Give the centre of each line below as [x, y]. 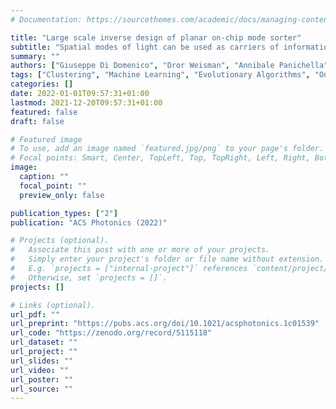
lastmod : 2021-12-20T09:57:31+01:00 [86, 102]
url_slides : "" [42, 361]
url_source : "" [42, 389]
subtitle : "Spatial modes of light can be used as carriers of [145, 47]
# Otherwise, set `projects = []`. [89, 277]
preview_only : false [62, 195]
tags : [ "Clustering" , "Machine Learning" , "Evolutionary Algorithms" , [160, 75]
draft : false [37, 121]
